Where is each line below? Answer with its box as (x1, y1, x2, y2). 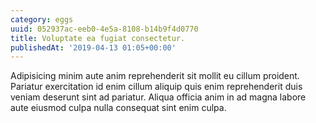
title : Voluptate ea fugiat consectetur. (10, 33, 186, 43)
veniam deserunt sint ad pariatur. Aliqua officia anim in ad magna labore (10, 91, 307, 103)
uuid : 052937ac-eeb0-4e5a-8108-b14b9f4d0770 (10, 24, 199, 34)
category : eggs (10, 14, 74, 25)
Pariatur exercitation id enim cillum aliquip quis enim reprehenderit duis (10, 81, 303, 93)
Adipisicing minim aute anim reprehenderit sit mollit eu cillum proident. (10, 70, 300, 82)
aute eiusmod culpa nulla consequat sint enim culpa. (10, 102, 227, 114)
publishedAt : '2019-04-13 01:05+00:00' (10, 42, 177, 53)
